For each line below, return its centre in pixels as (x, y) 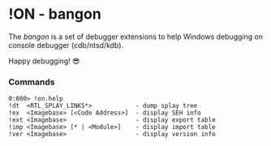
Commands (32, 82)
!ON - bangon (55, 14)
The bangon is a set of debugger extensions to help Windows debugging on (136, 36)
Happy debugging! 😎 (44, 61)
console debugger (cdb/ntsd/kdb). (66, 45)
